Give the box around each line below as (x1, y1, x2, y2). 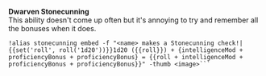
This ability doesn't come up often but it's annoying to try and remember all (8, 15, 259, 25)
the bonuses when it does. (8, 24, 97, 33)
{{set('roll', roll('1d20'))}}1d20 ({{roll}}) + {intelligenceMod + (8, 46, 243, 54)
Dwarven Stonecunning (8, 7, 90, 16)
